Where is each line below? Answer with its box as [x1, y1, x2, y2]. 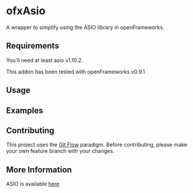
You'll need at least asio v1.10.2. [6, 56, 83, 63]
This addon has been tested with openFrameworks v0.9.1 [6, 68, 145, 75]
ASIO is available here [6, 181, 60, 188]
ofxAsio [6, 4, 46, 18]
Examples [6, 105, 43, 115]
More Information [6, 165, 72, 175]
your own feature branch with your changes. [6, 147, 115, 155]
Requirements [6, 41, 59, 51]
